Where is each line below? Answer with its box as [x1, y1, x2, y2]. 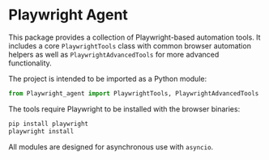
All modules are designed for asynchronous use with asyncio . [8, 141, 214, 151]
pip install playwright [8, 120, 89, 128]
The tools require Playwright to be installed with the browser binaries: [8, 103, 241, 114]
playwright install [8, 127, 75, 135]
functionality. [8, 58, 53, 68]
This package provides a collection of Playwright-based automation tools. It [8, 32, 261, 42]
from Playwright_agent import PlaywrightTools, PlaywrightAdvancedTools [8, 89, 259, 98]
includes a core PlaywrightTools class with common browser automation [8, 40, 251, 50]
